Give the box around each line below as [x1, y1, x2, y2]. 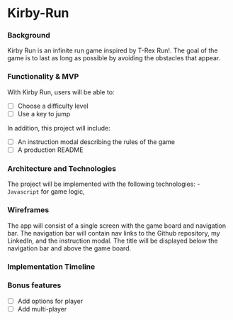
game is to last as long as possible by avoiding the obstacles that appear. [7, 54, 221, 62]
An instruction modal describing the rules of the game [17, 137, 176, 146]
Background [7, 31, 51, 40]
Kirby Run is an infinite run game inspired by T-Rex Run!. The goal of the [7, 46, 218, 55]
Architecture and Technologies [7, 163, 117, 173]
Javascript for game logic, [7, 187, 85, 196]
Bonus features [7, 280, 62, 290]
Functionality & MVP [7, 72, 79, 82]
